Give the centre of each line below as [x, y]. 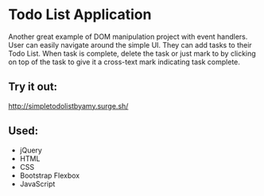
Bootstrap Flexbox [50, 175]
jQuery [31, 150]
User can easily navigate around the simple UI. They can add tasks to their [130, 44]
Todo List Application [80, 15]
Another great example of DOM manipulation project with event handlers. [128, 37]
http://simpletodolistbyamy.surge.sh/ [68, 106]
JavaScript [37, 183]
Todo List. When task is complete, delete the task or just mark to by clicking [132, 53]
